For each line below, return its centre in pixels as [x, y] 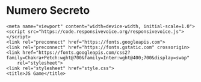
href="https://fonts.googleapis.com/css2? [76, 52]
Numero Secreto [48, 10]
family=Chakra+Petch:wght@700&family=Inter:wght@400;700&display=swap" [98, 57]
